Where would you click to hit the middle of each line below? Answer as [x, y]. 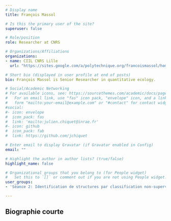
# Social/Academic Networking [37, 89]
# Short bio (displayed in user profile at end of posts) [68, 75]
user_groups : [19, 182]
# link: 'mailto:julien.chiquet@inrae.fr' [52, 122]
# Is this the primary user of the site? [50, 24]
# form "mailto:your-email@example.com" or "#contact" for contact [81, 103]
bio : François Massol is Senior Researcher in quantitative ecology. [81, 80]
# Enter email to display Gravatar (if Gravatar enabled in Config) [79, 145]
